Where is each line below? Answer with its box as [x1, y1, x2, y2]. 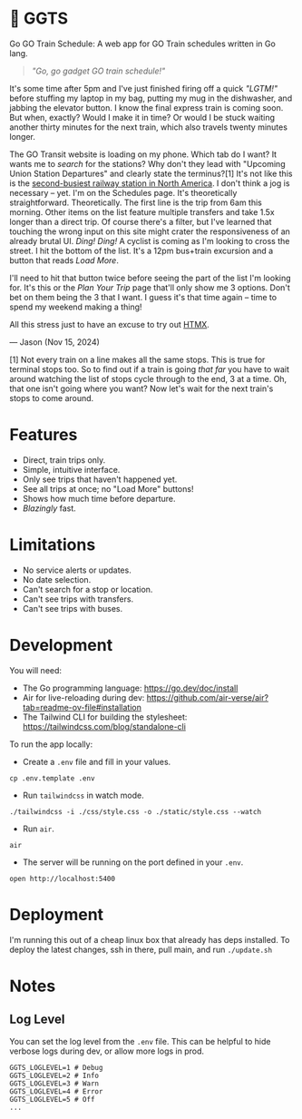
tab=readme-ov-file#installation [22, 702, 142, 712]
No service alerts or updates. [22, 564, 132, 575]
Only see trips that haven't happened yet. [22, 474, 178, 485]
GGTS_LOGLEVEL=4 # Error [9, 1086, 103, 1096]
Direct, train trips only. [22, 454, 106, 466]
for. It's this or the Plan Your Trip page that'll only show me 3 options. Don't [9, 281, 290, 293]
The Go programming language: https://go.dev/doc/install [22, 682, 239, 693]
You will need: [9, 664, 62, 675]
